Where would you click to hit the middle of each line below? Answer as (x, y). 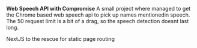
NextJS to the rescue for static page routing (61, 39)
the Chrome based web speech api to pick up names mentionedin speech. (98, 15)
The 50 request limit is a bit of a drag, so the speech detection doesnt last (98, 21)
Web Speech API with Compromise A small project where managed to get (98, 9)
